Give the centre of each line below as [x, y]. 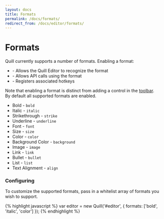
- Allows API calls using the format [47, 76]
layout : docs [18, 10]
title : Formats [21, 14]
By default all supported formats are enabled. [51, 96]
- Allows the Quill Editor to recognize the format [60, 71]
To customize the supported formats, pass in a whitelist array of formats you [82, 192]
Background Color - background [44, 142]
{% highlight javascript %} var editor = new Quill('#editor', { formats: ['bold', [82, 206]
